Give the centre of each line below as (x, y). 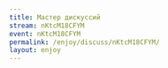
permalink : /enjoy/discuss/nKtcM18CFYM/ (85, 42)
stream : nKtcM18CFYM (47, 26)
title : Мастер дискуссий (55, 17)
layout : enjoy (35, 50)
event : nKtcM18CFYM (45, 34)
